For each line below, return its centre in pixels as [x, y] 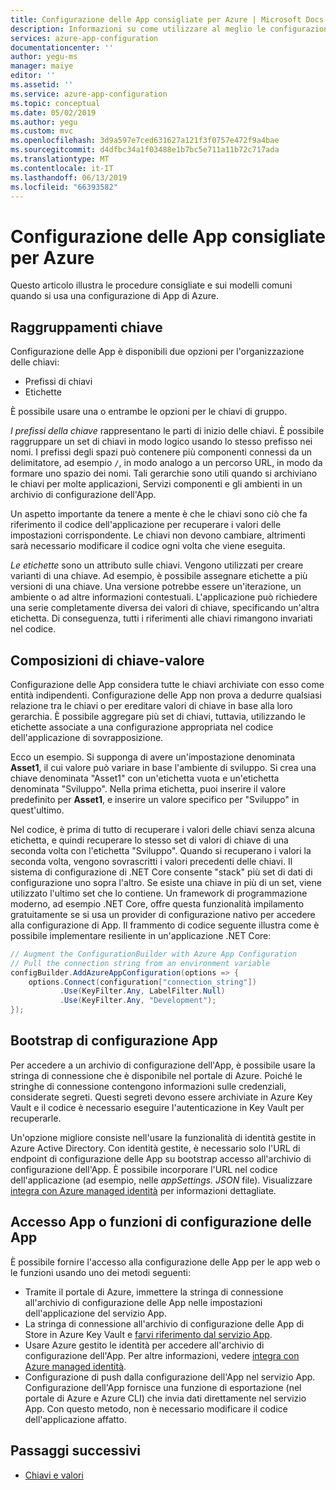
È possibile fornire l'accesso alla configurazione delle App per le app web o [165, 1262]
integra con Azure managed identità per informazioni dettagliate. [143, 1190]
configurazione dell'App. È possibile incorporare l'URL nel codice [144, 1169]
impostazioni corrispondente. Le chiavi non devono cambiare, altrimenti [158, 535]
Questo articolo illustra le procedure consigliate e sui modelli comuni [151, 285]
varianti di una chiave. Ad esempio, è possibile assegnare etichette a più [159, 576]
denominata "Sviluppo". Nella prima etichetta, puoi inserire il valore [148, 788]
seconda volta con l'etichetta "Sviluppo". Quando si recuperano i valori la [161, 850]
